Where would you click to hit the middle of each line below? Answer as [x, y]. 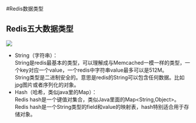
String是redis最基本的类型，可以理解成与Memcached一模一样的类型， [100, 62]
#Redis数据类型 [25, 9]
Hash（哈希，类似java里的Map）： [56, 92]
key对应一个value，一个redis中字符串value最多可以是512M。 [94, 70]
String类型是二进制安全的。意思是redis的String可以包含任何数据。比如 [99, 77]
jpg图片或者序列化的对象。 [47, 85]
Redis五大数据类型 [40, 29]
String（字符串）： [36, 55]
